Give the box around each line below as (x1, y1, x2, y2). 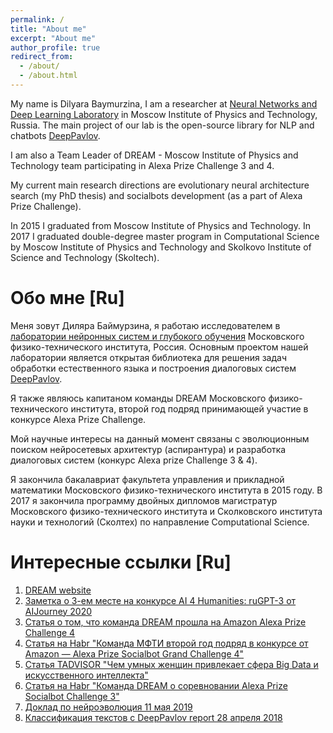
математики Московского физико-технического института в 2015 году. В (10, 484, 323, 496)
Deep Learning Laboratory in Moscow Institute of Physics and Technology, (10, 108, 318, 120)
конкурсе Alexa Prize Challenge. (10, 413, 147, 425)
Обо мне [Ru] (10, 287, 125, 310)
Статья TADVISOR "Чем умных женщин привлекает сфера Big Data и (24, 658, 319, 670)
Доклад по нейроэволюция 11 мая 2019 (24, 701, 193, 713)
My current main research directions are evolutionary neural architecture (10, 179, 310, 191)
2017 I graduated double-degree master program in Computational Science (10, 230, 320, 242)
